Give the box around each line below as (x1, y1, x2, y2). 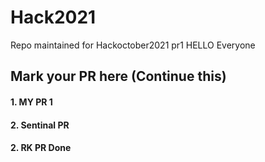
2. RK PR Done (10, 142, 72, 154)
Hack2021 (10, 6, 97, 29)
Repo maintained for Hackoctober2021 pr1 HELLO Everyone (10, 39, 256, 51)
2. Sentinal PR (10, 119, 70, 131)
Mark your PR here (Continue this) (10, 68, 227, 85)
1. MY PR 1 (10, 96, 53, 108)
